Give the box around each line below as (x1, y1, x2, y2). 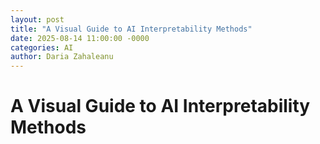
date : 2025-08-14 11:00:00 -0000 (10, 33, 150, 43)
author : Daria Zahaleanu (10, 52, 114, 62)
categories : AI (10, 42, 74, 53)
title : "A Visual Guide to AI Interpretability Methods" (10, 24, 253, 34)
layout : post (10, 14, 65, 25)
